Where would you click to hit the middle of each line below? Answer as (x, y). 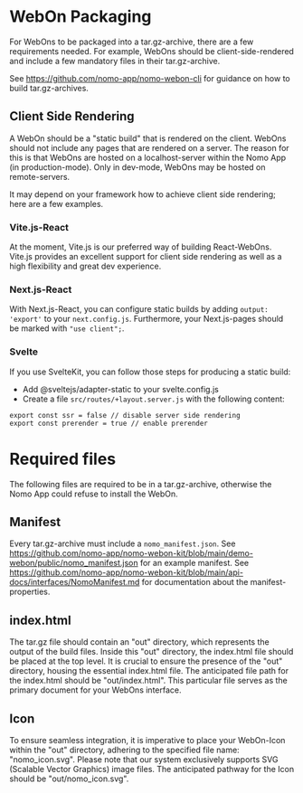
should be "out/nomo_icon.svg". (69, 779)
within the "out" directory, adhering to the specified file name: (124, 750)
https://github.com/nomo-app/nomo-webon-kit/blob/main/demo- (131, 553)
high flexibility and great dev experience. (85, 266)
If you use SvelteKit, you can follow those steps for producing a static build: (150, 372)
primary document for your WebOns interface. (95, 690)
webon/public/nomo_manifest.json (74, 563)
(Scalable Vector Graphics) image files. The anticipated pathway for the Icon (152, 769)
